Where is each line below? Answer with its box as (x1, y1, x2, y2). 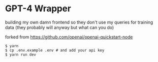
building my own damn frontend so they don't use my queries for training (5, 19, 154, 25)
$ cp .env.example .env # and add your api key (5, 48, 105, 53)
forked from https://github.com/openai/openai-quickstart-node (5, 34, 133, 40)
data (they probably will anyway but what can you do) (5, 24, 114, 30)
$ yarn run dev (5, 52, 36, 57)
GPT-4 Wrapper (5, 3, 71, 14)
